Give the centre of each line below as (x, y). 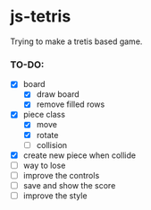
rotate (47, 135)
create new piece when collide (80, 155)
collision (52, 144)
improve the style (55, 196)
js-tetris (41, 17)
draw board (58, 94)
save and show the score (69, 185)
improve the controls (61, 175)
